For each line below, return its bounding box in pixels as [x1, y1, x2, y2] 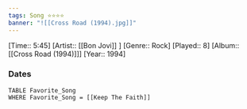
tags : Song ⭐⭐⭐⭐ [8, 11, 65, 20]
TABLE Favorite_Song [8, 86, 77, 95]
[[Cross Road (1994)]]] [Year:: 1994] [8, 49, 126, 58]
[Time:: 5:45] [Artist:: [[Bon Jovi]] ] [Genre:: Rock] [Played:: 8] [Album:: [8, 40, 240, 50]
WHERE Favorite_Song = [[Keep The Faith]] [8, 93, 151, 101]
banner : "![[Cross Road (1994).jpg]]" [8, 19, 137, 27]
